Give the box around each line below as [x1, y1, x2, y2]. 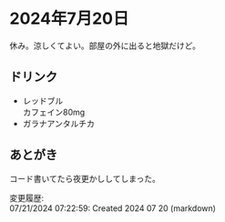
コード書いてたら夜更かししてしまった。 [9, 173, 161, 184]
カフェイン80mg [22, 106, 86, 117]
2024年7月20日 [9, 8, 129, 29]
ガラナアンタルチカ [22, 117, 96, 128]
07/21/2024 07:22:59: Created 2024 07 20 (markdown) [9, 202, 217, 214]
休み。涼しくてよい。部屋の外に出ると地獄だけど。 [9, 40, 200, 51]
